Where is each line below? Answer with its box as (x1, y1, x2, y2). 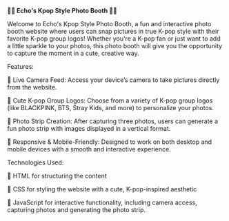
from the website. (7, 83, 57, 91)
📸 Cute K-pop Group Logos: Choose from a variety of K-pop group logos (7, 96, 213, 105)
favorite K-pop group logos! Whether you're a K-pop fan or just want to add (7, 34, 221, 43)
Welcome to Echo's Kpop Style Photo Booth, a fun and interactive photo (7, 20, 212, 28)
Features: (7, 63, 34, 70)
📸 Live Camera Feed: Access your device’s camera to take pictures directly (7, 76, 220, 84)
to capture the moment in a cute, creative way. (7, 49, 139, 57)
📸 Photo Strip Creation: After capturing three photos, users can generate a (7, 117, 219, 125)
